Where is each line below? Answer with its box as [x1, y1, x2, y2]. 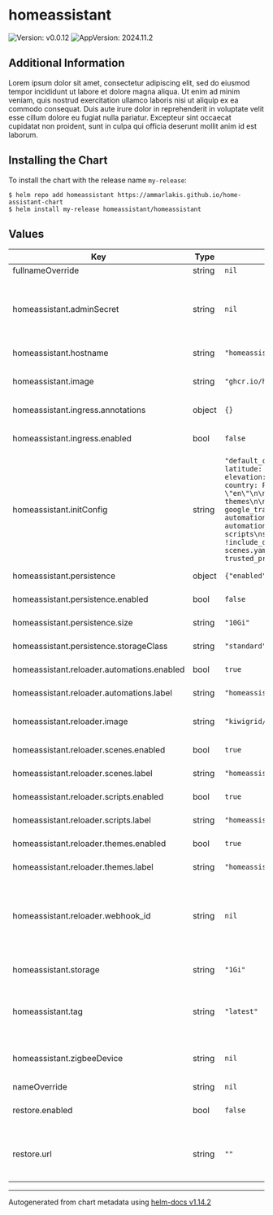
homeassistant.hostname [12, 348, 109, 359]
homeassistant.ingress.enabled [12, 433, 132, 445]
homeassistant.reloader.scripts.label [12, 814, 152, 826]
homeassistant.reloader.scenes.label [12, 768, 153, 779]
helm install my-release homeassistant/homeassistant [15, 205, 201, 213]
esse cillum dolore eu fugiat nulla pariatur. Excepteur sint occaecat [8, 112, 232, 122]
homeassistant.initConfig [12, 504, 108, 515]
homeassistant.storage [12, 964, 100, 976]
